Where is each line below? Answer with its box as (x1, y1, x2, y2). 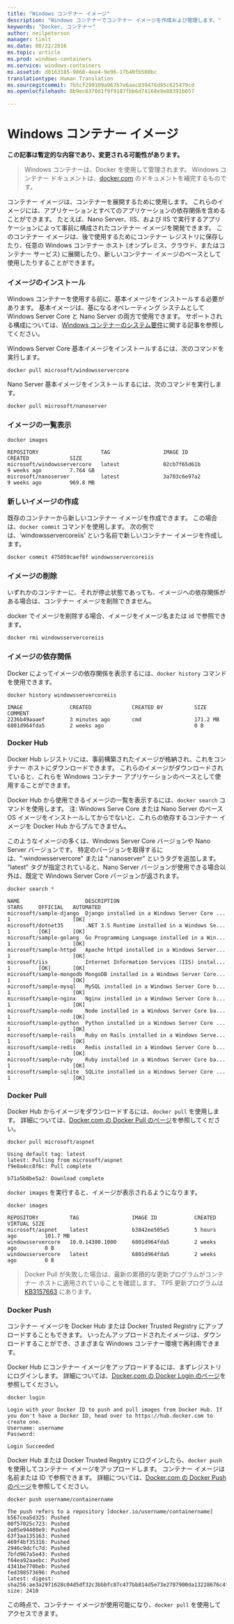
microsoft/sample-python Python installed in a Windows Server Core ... (7, 1019, 226, 1026)
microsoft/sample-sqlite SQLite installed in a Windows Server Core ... (7, 1068, 226, 1075)
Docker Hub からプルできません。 (33, 821, 130, 830)
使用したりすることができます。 (7, 258, 99, 267)
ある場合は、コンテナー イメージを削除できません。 (7, 597, 155, 605)
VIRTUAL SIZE (7, 1221, 45, 1228)
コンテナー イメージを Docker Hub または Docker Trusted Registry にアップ (7, 1322, 224, 1331)
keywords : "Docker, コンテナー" (7, 23, 96, 30)
